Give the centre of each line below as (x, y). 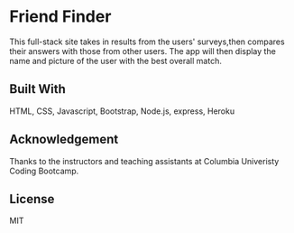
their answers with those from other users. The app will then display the (143, 51)
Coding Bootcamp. (44, 171)
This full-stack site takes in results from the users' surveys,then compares (147, 42)
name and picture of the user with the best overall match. (116, 61)
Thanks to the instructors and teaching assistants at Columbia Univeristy (144, 161)
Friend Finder (60, 17)
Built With (37, 89)
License (32, 199)
